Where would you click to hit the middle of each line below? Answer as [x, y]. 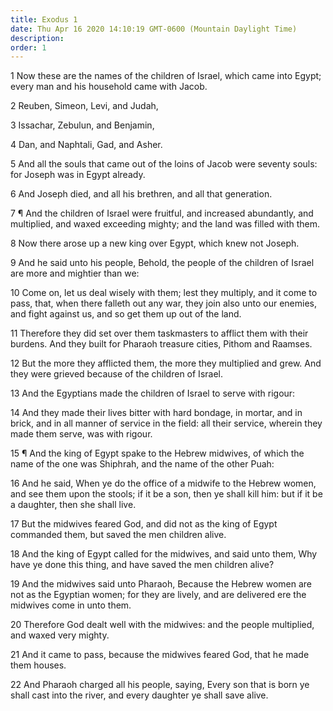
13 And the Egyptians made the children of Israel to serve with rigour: [153, 393]
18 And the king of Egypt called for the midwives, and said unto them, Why [164, 554]
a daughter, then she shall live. [73, 505]
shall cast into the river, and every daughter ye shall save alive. [139, 695]
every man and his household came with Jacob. [109, 87]
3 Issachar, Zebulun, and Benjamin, [82, 125]
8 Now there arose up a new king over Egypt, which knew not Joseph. [155, 243]
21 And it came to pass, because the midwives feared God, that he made [160, 655]
